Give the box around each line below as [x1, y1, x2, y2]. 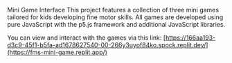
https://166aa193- [165, 34, 216, 42]
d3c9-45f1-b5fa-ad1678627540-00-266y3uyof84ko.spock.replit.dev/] [7, 41, 208, 49]
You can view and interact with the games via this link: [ [7, 34, 166, 42]
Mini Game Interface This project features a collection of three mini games [7, 6, 220, 14]
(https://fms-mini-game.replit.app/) [7, 48, 107, 56]
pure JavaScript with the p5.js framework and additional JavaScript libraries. [7, 21, 226, 28]
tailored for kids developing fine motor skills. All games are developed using [7, 13, 224, 21]
